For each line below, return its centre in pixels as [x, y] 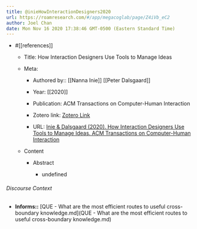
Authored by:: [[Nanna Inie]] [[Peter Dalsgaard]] [92, 80]
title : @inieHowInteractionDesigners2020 [59, 12]
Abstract [43, 163]
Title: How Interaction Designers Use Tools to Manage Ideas [98, 57]
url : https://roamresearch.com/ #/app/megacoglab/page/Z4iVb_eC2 [88, 17]
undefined [54, 174]
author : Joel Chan [29, 23]
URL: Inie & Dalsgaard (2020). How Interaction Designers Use [108, 127]
